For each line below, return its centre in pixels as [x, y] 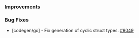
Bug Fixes [17, 19]
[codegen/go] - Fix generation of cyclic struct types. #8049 [73, 31]
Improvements [23, 7]
